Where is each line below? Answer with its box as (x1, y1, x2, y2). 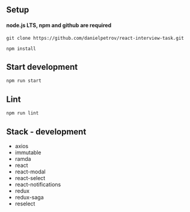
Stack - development (6, 126, 87, 137)
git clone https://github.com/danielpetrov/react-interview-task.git (6, 35, 185, 41)
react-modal (14, 168, 46, 175)
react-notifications (14, 181, 61, 189)
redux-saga (14, 194, 44, 201)
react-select (14, 175, 46, 182)
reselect (14, 200, 35, 207)
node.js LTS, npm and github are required (6, 21, 112, 29)
